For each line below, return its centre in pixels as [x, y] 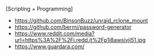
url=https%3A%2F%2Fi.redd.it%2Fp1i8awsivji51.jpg [80, 40]
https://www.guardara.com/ [50, 46]
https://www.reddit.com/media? [55, 33]
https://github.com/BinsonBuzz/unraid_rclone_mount [81, 20]
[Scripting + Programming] [39, 9]
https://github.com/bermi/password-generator [73, 27]
